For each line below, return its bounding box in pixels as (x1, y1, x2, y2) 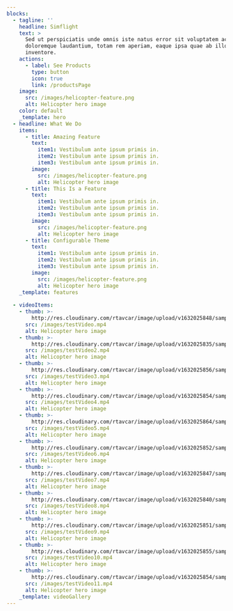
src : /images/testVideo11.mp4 (24, 580, 113, 587)
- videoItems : (13, 302, 54, 309)
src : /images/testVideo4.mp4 (24, 399, 110, 406)
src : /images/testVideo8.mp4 (24, 502, 110, 509)
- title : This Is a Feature (24, 185, 107, 192)
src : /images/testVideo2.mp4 (24, 347, 110, 354)
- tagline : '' (13, 17, 54, 24)
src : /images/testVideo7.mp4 (24, 477, 110, 484)
